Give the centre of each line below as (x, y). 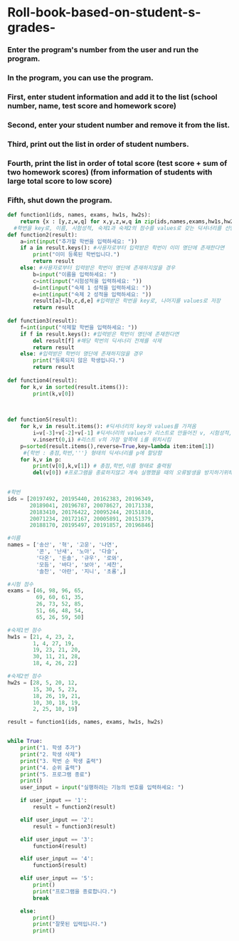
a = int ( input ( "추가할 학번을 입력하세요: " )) (79, 241)
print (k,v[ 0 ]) (54, 394)
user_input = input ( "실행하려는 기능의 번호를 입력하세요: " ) (102, 788)
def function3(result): (43, 321)
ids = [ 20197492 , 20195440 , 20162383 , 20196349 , (81, 499)
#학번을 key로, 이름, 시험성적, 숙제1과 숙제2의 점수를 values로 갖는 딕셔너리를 (118, 228)
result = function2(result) (74, 807)
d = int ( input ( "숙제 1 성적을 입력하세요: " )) (92, 288)
